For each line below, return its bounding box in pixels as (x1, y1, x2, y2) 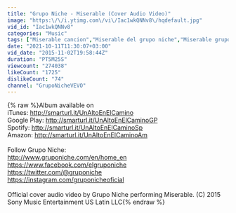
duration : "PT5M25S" (7, 56, 68, 63)
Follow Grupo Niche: (7, 146, 67, 154)
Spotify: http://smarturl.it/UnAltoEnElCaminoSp (7, 123, 143, 132)
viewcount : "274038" (7, 62, 68, 69)
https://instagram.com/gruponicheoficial (7, 176, 124, 184)
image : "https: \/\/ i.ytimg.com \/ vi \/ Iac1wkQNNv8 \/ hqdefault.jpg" (7, 17, 202, 24)
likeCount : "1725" (7, 69, 61, 76)
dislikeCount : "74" (7, 75, 65, 83)
